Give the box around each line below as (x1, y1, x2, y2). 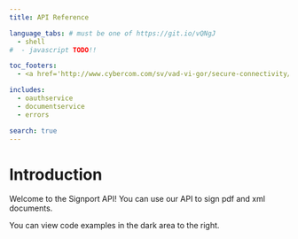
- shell (17, 37, 46, 46)
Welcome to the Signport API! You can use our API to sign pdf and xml (9, 194, 266, 204)
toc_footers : (9, 61, 58, 71)
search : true (9, 126, 58, 135)
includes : (9, 86, 46, 95)
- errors (17, 110, 50, 119)
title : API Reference (9, 12, 90, 22)
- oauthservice (17, 94, 74, 103)
